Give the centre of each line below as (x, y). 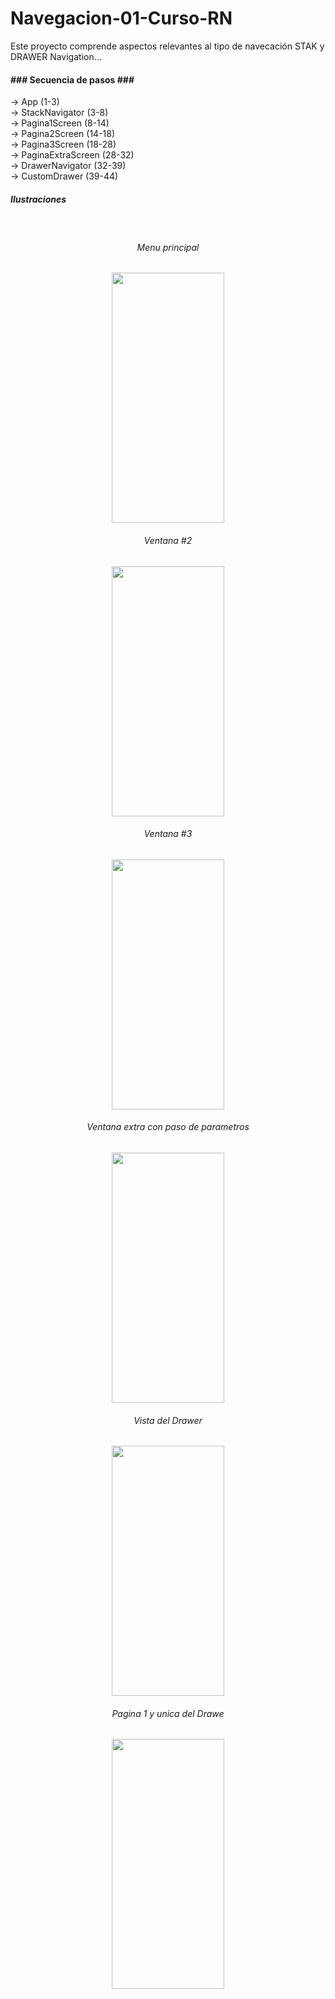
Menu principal (168, 247)
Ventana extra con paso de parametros (168, 1127)
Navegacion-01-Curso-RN (121, 18)
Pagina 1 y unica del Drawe (168, 1713)
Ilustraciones (38, 199)
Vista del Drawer (168, 1420)
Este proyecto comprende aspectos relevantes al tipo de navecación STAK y (167, 46)
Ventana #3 (168, 834)
